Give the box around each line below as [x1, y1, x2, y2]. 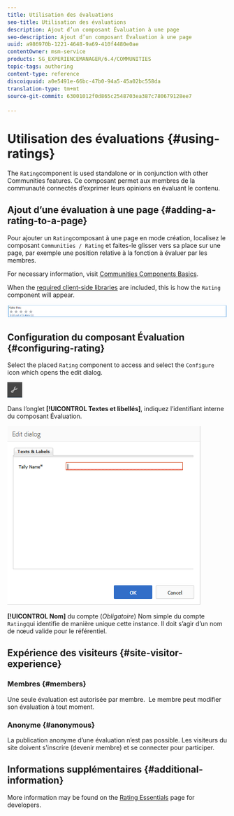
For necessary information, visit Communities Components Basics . [7, 270, 199, 278]
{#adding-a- [160, 204, 217, 216]
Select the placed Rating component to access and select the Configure [7, 361, 214, 369]
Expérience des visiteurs [7, 647, 118, 659]
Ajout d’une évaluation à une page [7, 204, 159, 216]
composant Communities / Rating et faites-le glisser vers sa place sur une [7, 241, 221, 249]
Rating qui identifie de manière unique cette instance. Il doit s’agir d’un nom [7, 620, 223, 628]
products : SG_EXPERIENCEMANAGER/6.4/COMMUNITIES [7, 56, 152, 63]
